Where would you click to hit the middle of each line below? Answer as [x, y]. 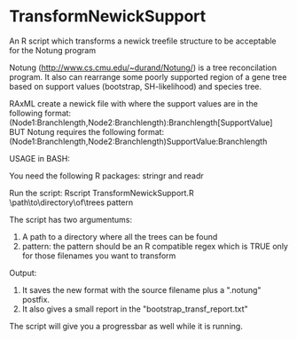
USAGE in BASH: [40, 158]
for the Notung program [52, 50]
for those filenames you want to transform [99, 256]
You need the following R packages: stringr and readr [106, 176]
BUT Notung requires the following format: [87, 131]
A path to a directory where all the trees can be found [120, 236]
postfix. [36, 299]
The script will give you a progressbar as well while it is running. [126, 326]
